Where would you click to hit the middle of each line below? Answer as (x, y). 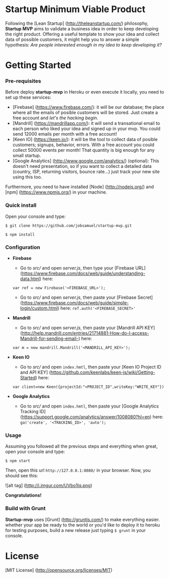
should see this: (22, 476)
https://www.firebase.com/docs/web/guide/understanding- (83, 274)
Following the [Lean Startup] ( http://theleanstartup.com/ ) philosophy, (77, 23)
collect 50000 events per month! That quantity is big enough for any (83, 150)
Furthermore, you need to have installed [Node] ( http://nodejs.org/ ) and (79, 187)
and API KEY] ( (36, 372)
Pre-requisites (23, 81)
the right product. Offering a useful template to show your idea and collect (82, 34)
